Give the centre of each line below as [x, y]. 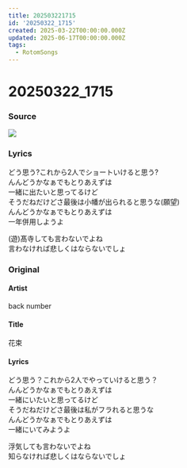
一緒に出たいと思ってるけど [53, 192]
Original [24, 269]
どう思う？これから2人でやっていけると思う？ [83, 380]
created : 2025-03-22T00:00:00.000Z [67, 30]
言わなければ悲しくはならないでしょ [67, 248]
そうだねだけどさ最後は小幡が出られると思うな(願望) [94, 201]
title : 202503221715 [42, 15]
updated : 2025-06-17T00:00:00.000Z [67, 38]
